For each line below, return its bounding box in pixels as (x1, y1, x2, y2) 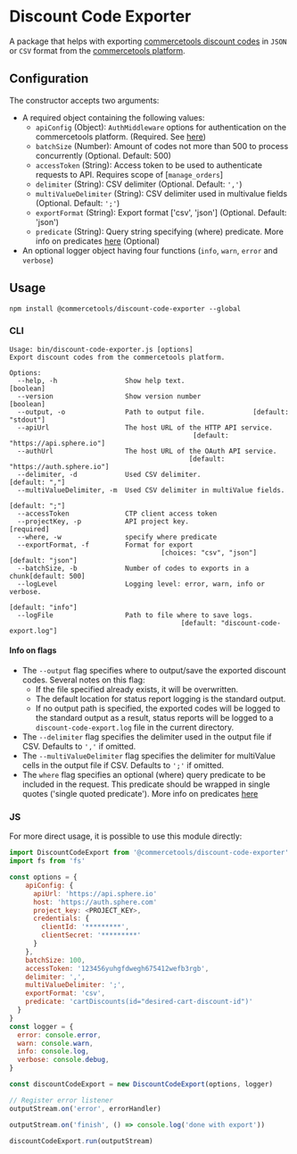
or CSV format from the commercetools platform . (9, 45, 186, 55)
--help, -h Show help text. (17, 376, 186, 385)
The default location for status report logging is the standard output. (35, 694, 286, 705)
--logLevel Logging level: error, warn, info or (17, 579, 266, 589)
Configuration (9, 71, 89, 87)
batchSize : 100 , (25, 956, 87, 965)
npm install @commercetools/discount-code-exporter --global (9, 304, 242, 314)
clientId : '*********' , (41, 923, 129, 932)
